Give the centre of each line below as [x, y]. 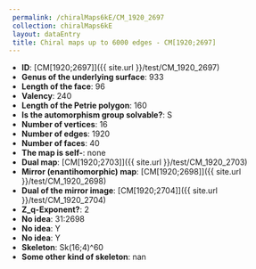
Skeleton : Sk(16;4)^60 [62, 248]
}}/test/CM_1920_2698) [64, 181]
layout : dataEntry [46, 34]
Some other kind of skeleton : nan [83, 257]
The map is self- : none [63, 153]
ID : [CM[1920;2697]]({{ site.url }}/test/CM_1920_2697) [120, 68]
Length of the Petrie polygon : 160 [84, 106]
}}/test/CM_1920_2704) [63, 200]
